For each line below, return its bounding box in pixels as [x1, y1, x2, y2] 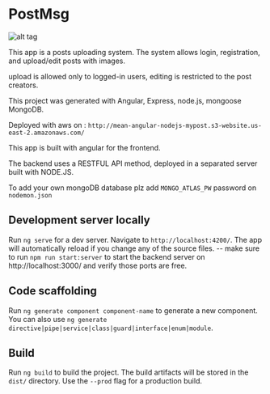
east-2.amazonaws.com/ [8, 129, 85, 137]
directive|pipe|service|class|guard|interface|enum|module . [8, 323, 213, 333]
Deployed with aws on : [8, 120, 86, 129]
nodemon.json [8, 191, 53, 199]
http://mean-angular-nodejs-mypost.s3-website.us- [87, 121, 263, 129]
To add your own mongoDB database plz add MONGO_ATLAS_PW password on [8, 183, 257, 193]
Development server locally [8, 214, 151, 227]
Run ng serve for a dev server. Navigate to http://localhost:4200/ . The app [8, 235, 263, 244]
